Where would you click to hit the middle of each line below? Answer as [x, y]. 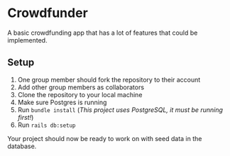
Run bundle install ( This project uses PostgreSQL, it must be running [120, 110]
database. [22, 146]
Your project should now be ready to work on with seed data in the [105, 138]
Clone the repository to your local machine [80, 94]
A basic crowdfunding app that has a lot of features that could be [103, 33]
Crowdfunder [48, 13]
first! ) [26, 117]
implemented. [27, 40]
